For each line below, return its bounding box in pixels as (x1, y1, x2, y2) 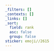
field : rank (9, 25, 34, 30)
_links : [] (5, 16, 27, 21)
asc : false (9, 30, 32, 34)
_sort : (5, 20, 19, 26)
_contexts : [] (5, 12, 34, 17)
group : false (9, 34, 36, 39)
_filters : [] (5, 7, 32, 12)
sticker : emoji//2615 (5, 39, 50, 44)
